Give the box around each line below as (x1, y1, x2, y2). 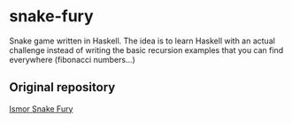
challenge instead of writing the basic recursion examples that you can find (9, 44, 284, 55)
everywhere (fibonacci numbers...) (9, 54, 135, 65)
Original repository (9, 80, 116, 95)
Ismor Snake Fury (9, 104, 73, 114)
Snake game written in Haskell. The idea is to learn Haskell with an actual (9, 35, 276, 46)
